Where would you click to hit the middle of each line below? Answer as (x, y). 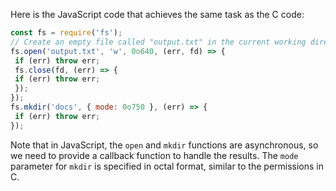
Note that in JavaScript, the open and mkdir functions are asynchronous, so (164, 145)
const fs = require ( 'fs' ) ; (66, 33)
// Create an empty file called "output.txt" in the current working (158, 42)
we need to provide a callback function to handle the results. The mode (154, 155)
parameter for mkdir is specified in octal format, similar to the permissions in (167, 166)
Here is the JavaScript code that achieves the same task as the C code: (157, 14)
